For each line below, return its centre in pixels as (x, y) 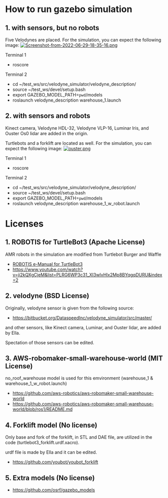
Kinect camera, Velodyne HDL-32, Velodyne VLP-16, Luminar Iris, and (77, 128)
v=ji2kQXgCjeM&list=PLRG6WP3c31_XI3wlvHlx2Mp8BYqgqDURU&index (87, 274)
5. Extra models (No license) (50, 478)
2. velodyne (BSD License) (47, 296)
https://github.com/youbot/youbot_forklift (55, 462)
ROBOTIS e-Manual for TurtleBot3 (47, 264)
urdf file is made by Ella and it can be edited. (51, 452)
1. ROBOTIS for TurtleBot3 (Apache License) (75, 242)
